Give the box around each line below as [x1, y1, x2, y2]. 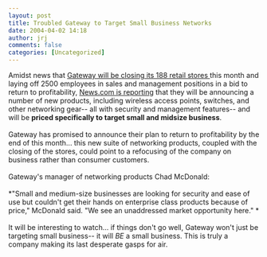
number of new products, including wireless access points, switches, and [8, 96, 249, 105]
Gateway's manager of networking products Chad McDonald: [8, 172, 210, 181]
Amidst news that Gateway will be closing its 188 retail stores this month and [8, 71, 259, 80]
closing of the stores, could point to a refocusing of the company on [8, 146, 232, 156]
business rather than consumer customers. [8, 155, 150, 164]
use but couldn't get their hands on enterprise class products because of [8, 197, 249, 207]
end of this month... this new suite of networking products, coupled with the [8, 138, 257, 147]
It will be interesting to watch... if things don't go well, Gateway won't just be [8, 223, 259, 232]
